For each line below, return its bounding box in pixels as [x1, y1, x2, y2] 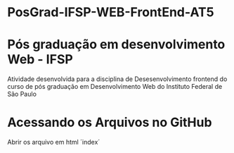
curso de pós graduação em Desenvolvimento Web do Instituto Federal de [7, 82, 223, 91]
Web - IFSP [7, 51, 74, 68]
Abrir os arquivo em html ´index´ [7, 138, 100, 147]
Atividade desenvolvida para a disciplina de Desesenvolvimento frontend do [7, 75, 228, 83]
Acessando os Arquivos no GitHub [7, 114, 212, 130]
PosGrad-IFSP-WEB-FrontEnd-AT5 [7, 4, 214, 20]
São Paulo [7, 90, 37, 99]
